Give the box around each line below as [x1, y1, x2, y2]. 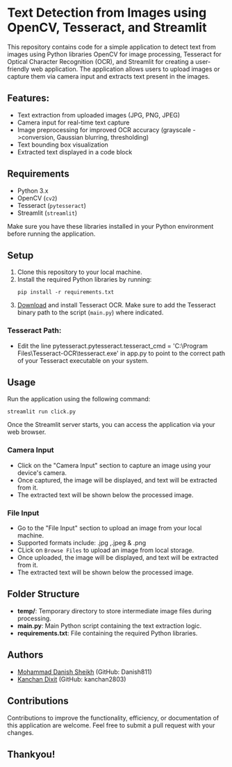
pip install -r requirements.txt [17, 289, 115, 296]
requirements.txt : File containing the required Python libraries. [17, 629, 198, 637]
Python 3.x [17, 186, 49, 195]
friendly [7, 65, 30, 73]
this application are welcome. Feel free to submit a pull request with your [7, 721, 215, 729]
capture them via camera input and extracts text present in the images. [7, 72, 210, 81]
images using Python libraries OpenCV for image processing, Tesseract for [7, 50, 222, 58]
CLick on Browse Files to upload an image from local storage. [17, 546, 194, 554]
